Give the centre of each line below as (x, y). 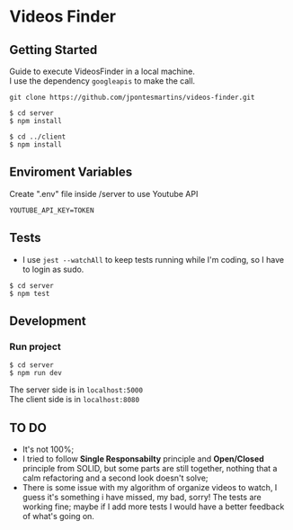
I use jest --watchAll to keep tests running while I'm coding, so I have (153, 259)
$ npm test (30, 293)
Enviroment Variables (71, 172)
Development (48, 321)
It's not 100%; (48, 449)
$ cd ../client (38, 137)
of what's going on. (58, 517)
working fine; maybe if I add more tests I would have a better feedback (153, 507)
